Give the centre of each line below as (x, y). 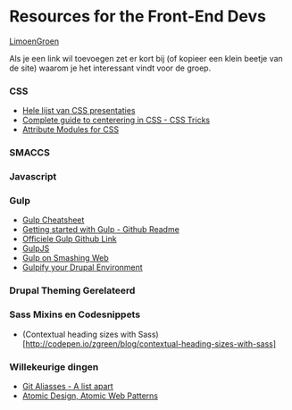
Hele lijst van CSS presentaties (79, 111)
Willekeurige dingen (54, 366)
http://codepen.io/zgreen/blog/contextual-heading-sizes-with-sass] (151, 343)
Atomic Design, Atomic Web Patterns (90, 396)
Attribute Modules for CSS (70, 130)
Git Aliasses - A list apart (67, 386)
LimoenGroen (34, 41)
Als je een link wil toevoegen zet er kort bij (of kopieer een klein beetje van (146, 58)
